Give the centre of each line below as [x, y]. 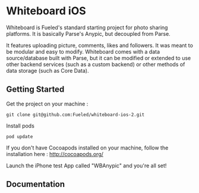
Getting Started [35, 90]
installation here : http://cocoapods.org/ [55, 154]
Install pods [20, 126]
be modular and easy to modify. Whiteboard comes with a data [83, 51]
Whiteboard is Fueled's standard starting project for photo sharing [87, 27]
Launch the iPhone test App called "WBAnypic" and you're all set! [86, 166]
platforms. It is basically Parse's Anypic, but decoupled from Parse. [88, 33]
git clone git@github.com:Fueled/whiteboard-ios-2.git [75, 114]
